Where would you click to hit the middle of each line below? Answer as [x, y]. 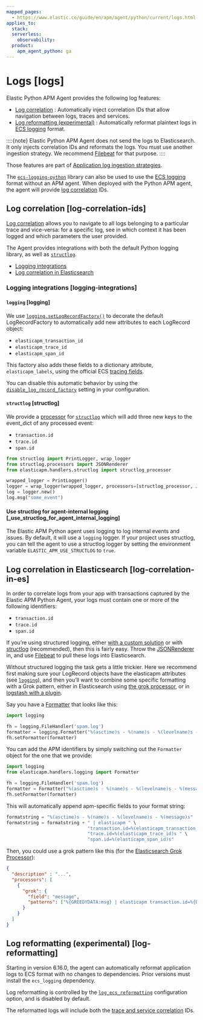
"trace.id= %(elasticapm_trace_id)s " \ [137, 834]
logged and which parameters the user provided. [67, 236]
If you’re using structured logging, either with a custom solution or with [95, 642]
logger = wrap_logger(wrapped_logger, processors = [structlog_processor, [100, 486]
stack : [20, 29]
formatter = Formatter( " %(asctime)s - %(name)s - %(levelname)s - [92, 789]
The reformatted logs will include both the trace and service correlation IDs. [101, 1010]
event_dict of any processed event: [50, 423]
